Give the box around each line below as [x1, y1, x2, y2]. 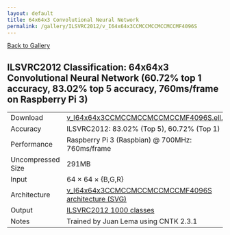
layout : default [7, 10, 53, 17]
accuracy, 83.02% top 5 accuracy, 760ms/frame [7, 83, 219, 95]
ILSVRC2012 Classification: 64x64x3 [7, 61, 169, 73]
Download [10, 113, 43, 123]
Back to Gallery [7, 42, 51, 50]
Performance [10, 140, 53, 149]
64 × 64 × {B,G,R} [66, 175, 125, 184]
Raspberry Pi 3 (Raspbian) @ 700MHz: [66, 135, 192, 145]
